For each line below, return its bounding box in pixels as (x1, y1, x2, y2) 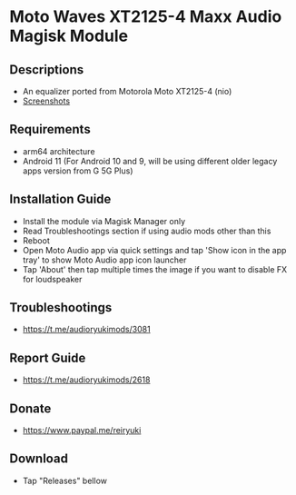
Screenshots (22, 95, 71, 106)
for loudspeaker (22, 273, 83, 284)
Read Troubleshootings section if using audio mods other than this (22, 225, 271, 236)
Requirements (9, 122, 91, 137)
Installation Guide (9, 192, 112, 207)
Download (9, 451, 68, 467)
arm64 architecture (22, 145, 95, 156)
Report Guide (9, 350, 86, 365)
